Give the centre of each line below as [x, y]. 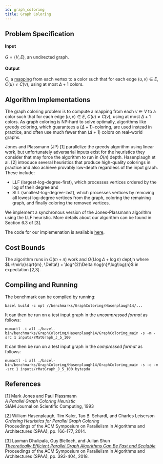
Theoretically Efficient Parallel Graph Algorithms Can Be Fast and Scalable [80, 446]
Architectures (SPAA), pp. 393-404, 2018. [47, 456]
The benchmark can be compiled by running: [50, 297]
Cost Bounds [25, 248]
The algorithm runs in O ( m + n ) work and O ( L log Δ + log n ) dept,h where [77, 259]
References [23, 384]
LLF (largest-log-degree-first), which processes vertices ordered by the [84, 182]
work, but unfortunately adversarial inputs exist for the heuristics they [75, 152]
